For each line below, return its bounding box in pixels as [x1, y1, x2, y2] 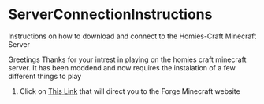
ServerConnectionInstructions [8, 5, 213, 23]
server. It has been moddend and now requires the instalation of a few [8, 63, 236, 72]
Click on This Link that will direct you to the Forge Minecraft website [19, 86, 240, 95]
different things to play [8, 71, 82, 81]
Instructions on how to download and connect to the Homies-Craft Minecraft [8, 31, 257, 41]
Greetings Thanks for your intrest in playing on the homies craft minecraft [8, 55, 247, 64]
